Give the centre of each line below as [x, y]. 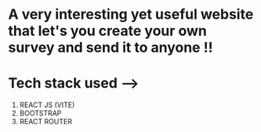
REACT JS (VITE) [47, 105]
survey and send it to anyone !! [111, 48]
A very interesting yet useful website [131, 14]
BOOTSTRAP [40, 113]
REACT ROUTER [46, 122]
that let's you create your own [108, 31]
